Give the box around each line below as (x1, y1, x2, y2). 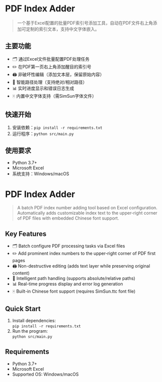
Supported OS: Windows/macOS (12, 371, 79, 377)
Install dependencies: (12, 317, 56, 323)
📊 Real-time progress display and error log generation (12, 281, 123, 287)
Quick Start (5, 305, 41, 313)
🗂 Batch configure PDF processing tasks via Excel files (12, 243, 126, 249)
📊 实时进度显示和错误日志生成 (12, 85, 74, 91)
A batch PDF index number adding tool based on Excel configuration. (17, 205, 158, 211)
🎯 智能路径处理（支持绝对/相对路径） (12, 79, 87, 85)
